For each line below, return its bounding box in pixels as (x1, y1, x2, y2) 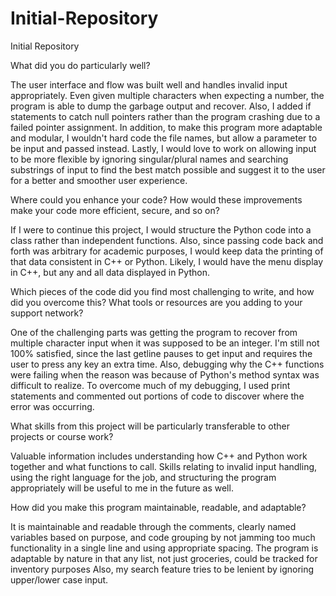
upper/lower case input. (10, 573, 109, 586)
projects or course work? (10, 430, 114, 442)
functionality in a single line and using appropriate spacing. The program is (10, 542, 319, 554)
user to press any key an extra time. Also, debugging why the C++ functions (10, 358, 325, 370)
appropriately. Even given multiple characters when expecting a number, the (10, 89, 325, 101)
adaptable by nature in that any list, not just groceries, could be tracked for (10, 552, 318, 564)
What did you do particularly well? (10, 59, 151, 71)
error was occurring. (10, 400, 95, 412)
